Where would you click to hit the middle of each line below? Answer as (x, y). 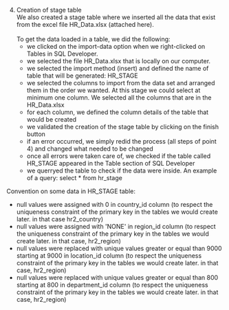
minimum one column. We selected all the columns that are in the (119, 98)
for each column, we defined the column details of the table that (118, 112)
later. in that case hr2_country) (60, 219)
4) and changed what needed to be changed (90, 148)
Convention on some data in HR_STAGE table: (71, 191)
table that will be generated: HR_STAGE (82, 76)
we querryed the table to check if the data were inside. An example (122, 170)
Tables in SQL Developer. (62, 54)
